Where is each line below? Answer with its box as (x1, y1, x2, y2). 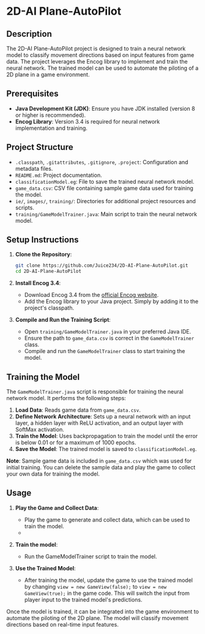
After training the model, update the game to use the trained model (24, 576, 193, 584)
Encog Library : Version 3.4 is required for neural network (15, 117, 160, 125)
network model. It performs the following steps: (6, 395, 127, 401)
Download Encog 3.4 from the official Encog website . (24, 291, 159, 299)
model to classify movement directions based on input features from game (6, 51, 195, 59)
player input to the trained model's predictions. (24, 595, 143, 603)
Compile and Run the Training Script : (15, 316, 111, 324)
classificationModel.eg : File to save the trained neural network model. (15, 177, 195, 185)
